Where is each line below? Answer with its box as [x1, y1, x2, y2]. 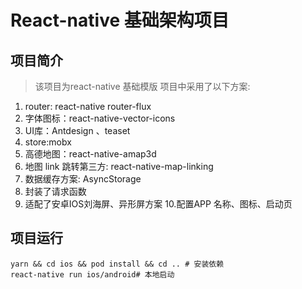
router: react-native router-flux [24, 101, 152, 112]
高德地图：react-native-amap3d [24, 148, 157, 160]
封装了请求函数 [24, 186, 87, 197]
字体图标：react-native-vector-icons [24, 112, 176, 124]
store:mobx [24, 136, 72, 148]
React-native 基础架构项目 [10, 9, 230, 32]
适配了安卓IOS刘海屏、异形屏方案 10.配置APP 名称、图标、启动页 [24, 198, 293, 210]
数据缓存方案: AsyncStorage [24, 173, 142, 185]
